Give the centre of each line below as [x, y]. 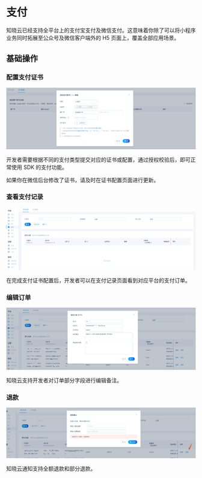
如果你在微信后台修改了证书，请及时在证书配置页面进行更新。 [83, 180]
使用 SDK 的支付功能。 [39, 167]
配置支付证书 [25, 77]
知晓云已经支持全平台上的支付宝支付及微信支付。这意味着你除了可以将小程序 [101, 30]
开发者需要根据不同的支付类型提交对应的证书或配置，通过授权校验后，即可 [98, 159]
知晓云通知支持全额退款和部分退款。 [51, 468]
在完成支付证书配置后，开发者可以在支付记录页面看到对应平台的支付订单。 [98, 280]
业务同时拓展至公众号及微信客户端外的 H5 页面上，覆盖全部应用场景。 [93, 37]
